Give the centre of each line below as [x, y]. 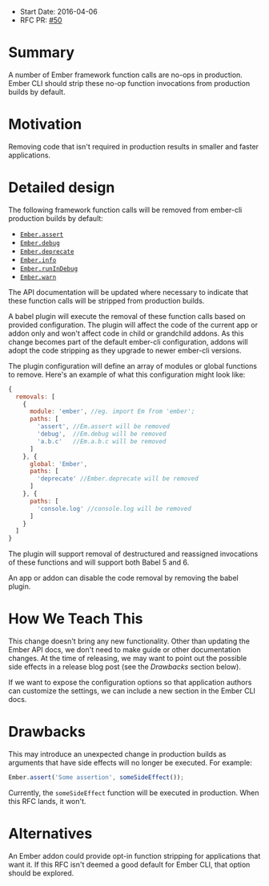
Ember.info [38, 260]
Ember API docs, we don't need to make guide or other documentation [125, 650]
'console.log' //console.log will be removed [114, 508]
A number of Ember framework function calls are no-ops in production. [125, 75]
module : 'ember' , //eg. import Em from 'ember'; [112, 412]
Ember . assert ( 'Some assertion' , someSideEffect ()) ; [96, 778]
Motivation [45, 125]
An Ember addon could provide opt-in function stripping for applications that [134, 855]
